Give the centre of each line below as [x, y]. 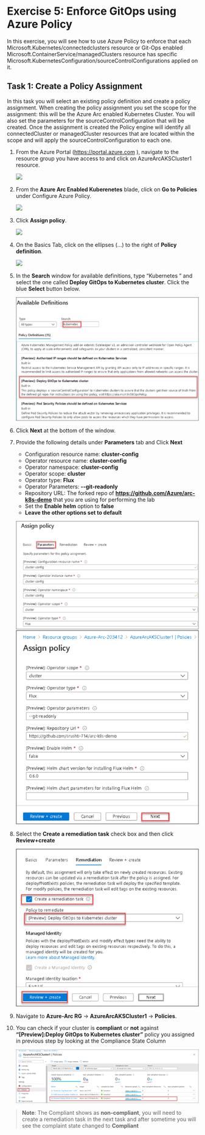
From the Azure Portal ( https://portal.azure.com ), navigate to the [97, 152]
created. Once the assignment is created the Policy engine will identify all [99, 127]
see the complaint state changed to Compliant [80, 1126]
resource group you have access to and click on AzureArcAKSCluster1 [104, 158]
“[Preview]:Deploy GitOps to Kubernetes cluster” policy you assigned [105, 1034]
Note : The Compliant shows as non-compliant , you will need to [102, 1113]
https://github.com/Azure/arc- [155, 493]
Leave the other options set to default [73, 513]
